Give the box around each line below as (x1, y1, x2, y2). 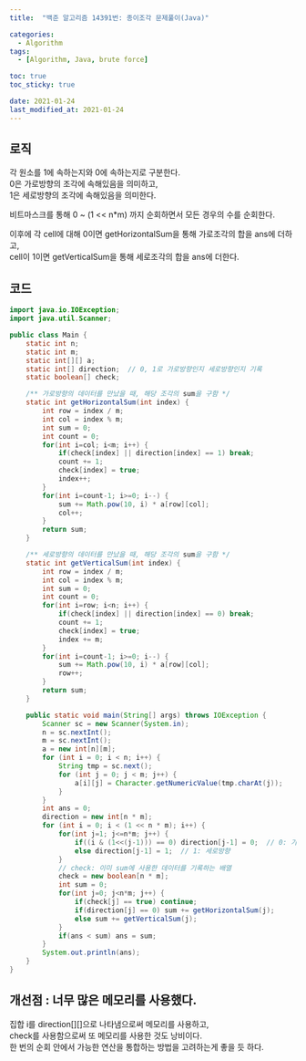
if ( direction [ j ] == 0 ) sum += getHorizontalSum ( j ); (74, 905, 275, 915)
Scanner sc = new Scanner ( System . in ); (42, 719, 189, 728)
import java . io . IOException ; (9, 306, 120, 315)
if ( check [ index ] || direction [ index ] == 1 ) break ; (57, 449, 255, 458)
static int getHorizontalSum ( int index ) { (25, 398, 189, 407)
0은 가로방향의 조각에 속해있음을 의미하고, (9, 179, 158, 190)
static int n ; (25, 338, 79, 348)
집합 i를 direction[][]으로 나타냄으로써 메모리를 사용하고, (9, 1018, 209, 1029)
